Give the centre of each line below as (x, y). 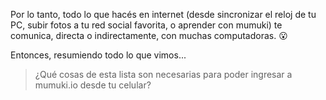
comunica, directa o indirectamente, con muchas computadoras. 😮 (149, 35)
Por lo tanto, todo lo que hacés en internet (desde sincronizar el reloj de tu (163, 14)
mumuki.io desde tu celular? (93, 85)
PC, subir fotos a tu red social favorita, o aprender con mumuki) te (146, 25)
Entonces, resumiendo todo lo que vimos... (98, 55)
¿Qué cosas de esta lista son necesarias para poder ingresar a (163, 74)
